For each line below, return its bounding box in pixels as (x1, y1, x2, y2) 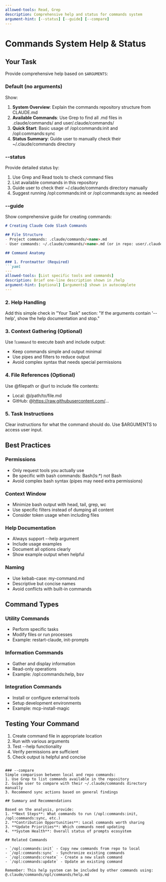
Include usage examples (12, 541, 62, 547)
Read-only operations (12, 666, 57, 672)
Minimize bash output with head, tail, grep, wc (12, 501, 106, 507)
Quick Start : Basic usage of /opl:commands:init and (12, 125, 118, 131)
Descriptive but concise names (12, 580, 76, 586)
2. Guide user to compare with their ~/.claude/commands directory (5, 781, 147, 786)
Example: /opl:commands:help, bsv (12, 671, 84, 677)
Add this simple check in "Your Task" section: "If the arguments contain (5, 310, 151, 316)
